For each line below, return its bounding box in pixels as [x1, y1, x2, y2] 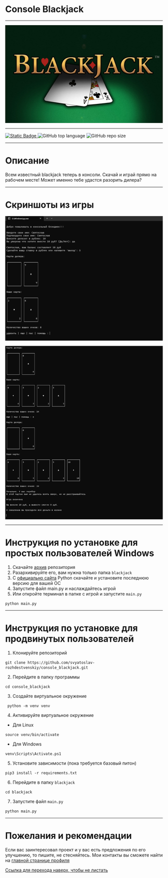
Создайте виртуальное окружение [12, 693, 87, 699]
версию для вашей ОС [12, 580, 61, 587]
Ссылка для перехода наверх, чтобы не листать [5, 867, 108, 873]
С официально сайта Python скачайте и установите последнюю [12, 575, 149, 581]
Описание [5, 155, 49, 167]
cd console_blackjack [5, 684, 50, 689]
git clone [5, 660, 26, 665]
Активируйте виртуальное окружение [12, 712, 94, 718]
